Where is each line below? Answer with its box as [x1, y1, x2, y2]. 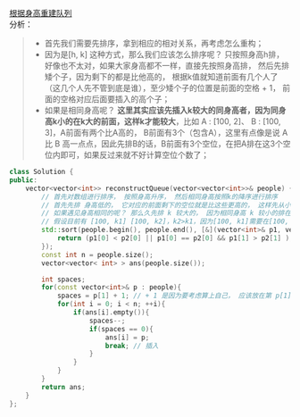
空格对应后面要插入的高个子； [60, 94, 171, 104]
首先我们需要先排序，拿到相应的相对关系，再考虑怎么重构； [44, 38, 264, 48]
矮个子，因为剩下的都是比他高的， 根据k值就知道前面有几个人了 [44, 71, 279, 82]
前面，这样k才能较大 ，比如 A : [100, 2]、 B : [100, [100, 116, 281, 127]
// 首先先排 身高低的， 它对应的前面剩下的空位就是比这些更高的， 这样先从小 [41, 200, 292, 210]
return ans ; [41, 382, 87, 391]
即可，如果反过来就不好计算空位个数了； [60, 150, 210, 160]
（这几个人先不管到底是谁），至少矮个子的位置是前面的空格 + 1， [44, 83, 281, 93]
